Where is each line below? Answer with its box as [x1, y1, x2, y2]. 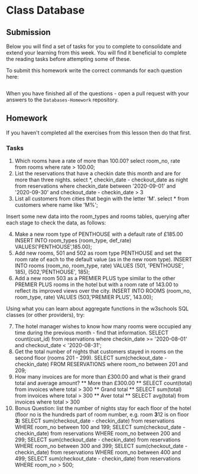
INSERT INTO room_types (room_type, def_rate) [14, 237, 132, 244]
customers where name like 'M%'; [14, 201, 99, 209]
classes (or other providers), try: [6, 312, 85, 319]
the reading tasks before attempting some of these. [6, 56, 131, 62]
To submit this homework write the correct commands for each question [6, 67, 182, 74]
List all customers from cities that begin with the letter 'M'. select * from [14, 195, 189, 202]
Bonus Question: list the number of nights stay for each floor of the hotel [14, 405, 191, 412]
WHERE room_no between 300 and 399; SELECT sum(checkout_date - [14, 443, 188, 450]
